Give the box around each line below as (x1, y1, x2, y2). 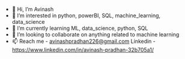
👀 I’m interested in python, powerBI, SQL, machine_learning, (11, 12, 161, 19)
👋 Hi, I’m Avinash (11, 6, 54, 13)
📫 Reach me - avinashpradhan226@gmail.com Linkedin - (11, 38, 156, 45)
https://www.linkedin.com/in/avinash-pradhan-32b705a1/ (11, 46, 154, 53)
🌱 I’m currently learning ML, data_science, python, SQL (11, 24, 148, 32)
